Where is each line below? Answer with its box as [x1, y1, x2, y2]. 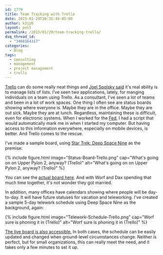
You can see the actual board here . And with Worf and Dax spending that [5, 174, 152, 180]
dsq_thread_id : [5, 35, 36, 39]
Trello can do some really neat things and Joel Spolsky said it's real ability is [5, 84, 158, 90]
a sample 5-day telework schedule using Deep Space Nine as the [5, 199, 136, 205]
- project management [9, 66, 54, 71]
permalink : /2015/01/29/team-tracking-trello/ [5, 30, 101, 35]
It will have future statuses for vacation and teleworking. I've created [20, 194, 158, 200]
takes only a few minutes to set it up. [5, 244, 79, 250]
